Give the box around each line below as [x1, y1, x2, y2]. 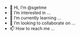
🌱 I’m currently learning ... [9, 15, 62, 20]
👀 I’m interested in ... [9, 10, 51, 16]
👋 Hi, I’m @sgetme [9, 5, 47, 10]
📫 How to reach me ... [9, 26, 55, 31]
